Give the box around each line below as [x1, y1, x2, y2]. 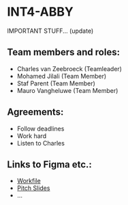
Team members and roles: [7, 46, 121, 58]
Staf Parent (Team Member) [16, 79, 95, 87]
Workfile [16, 177, 41, 185]
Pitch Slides [16, 184, 50, 192]
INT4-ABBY [7, 4, 74, 20]
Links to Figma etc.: [7, 159, 92, 170]
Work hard [16, 131, 47, 140]
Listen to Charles [16, 139, 65, 147]
